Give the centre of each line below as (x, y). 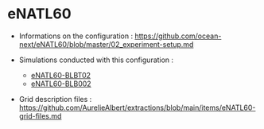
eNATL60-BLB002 (61, 84)
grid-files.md (40, 115)
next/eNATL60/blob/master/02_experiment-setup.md (106, 44)
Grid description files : (55, 99)
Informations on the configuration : (76, 36)
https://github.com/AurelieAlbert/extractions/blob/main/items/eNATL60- (137, 107)
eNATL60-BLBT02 (61, 75)
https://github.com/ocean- (178, 36)
